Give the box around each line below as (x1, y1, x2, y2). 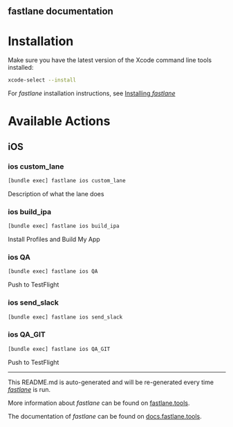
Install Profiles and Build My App (8, 235, 101, 244)
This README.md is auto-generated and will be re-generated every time (8, 378, 214, 386)
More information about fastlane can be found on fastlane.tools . (8, 399, 190, 407)
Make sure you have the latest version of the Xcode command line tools (8, 56, 212, 64)
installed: (8, 64, 34, 72)
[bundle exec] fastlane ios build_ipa (8, 222, 120, 230)
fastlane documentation (8, 6, 113, 17)
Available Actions (8, 113, 111, 129)
